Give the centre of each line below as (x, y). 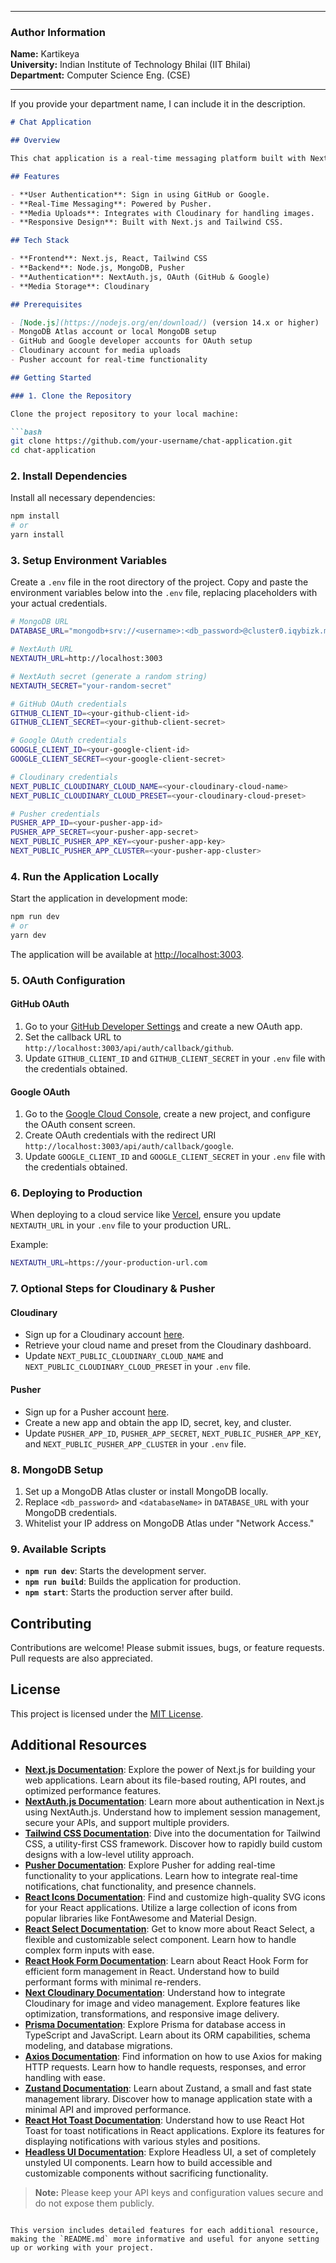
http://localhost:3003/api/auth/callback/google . (129, 1146)
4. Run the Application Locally (85, 876)
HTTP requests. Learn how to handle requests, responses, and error (165, 2067)
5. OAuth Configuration (68, 980)
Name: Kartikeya (45, 54)
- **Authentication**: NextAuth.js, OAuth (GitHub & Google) (140, 277)
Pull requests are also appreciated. (81, 1658)
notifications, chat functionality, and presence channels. (140, 1886)
